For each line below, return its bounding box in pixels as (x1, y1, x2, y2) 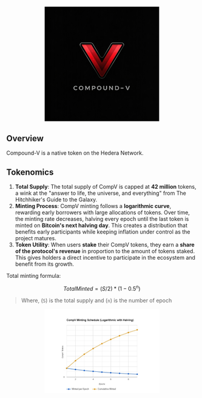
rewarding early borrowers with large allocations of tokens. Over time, (15, 209, 190, 216)
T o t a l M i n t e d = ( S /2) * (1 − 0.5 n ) (63, 284, 141, 292)
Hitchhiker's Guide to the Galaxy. (15, 196, 98, 203)
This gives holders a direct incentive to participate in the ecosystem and (15, 254, 196, 261)
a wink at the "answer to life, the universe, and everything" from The (15, 189, 186, 197)
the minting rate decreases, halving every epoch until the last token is (15, 215, 189, 223)
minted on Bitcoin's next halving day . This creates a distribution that (15, 222, 188, 229)
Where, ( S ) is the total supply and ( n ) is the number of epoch (21, 297, 172, 304)
